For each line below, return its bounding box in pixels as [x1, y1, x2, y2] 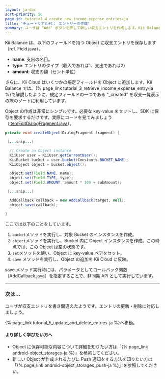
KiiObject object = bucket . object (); [9, 162, 87, 167]
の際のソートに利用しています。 [5, 98, 70, 104]
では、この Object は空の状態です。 [16, 244, 88, 250]
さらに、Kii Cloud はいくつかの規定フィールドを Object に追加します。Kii [5, 79, 152, 85]
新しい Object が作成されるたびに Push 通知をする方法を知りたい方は [12, 356, 153, 362]
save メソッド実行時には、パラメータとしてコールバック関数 [5, 266, 128, 272]
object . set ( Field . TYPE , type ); [9, 176, 74, 181]
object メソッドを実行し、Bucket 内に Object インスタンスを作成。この [12, 237, 156, 243]
